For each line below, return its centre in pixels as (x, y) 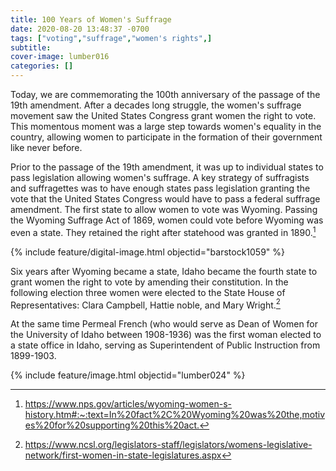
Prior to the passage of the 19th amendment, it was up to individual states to (167, 167)
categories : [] (42, 66)
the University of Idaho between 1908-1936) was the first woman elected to (166, 335)
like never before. (46, 147)
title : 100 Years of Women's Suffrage (91, 19)
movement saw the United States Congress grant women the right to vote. (163, 115)
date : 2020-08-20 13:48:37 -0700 (80, 29)
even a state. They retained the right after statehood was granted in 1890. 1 (163, 231)
